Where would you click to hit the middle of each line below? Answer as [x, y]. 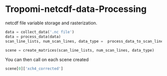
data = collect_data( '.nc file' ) [40, 32]
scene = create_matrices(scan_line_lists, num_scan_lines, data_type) [80, 50]
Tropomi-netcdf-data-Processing [76, 9]
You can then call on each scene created [47, 60]
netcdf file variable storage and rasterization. [51, 23]
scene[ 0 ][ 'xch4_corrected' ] [34, 69]
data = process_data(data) [33, 37]
